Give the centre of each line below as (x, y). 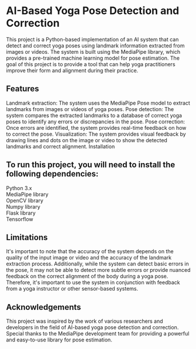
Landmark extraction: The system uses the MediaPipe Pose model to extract (98, 103)
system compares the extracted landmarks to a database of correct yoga (94, 115)
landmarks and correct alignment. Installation (61, 146)
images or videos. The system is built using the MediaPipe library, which (93, 51)
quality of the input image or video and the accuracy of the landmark (89, 258)
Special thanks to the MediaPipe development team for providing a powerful (98, 334)
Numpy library (23, 206)
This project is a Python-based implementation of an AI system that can (92, 39)
